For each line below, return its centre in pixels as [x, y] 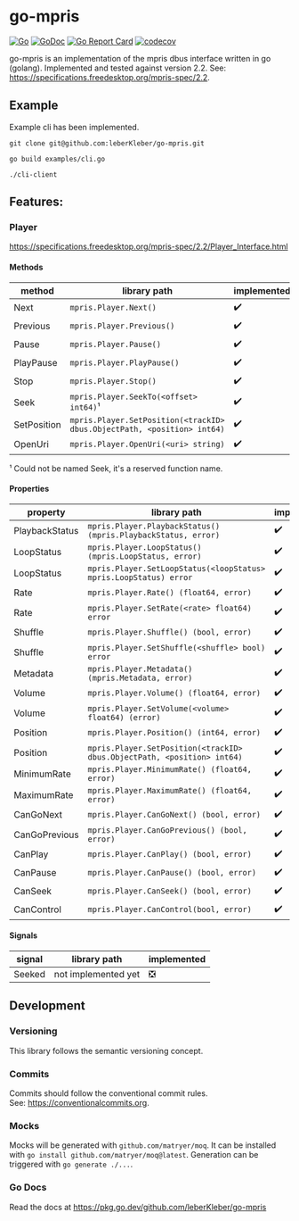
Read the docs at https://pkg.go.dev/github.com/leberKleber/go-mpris [138, 1207]
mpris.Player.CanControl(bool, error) [170, 910]
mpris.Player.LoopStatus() [145, 547]
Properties [29, 489]
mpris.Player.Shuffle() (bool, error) [170, 632]
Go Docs [28, 1187]
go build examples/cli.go [57, 159]
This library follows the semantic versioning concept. [106, 1051]
